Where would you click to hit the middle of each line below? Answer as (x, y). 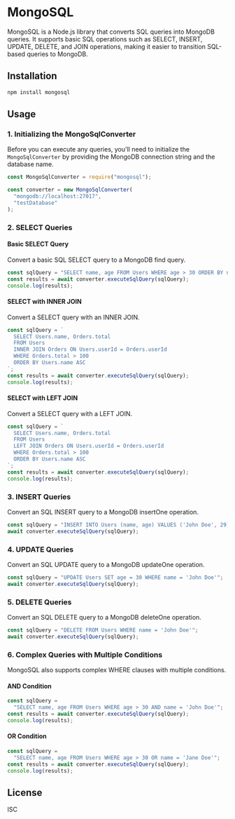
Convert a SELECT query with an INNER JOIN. (73, 317)
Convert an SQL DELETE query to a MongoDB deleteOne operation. (104, 617)
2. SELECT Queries (40, 227)
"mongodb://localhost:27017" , (57, 197)
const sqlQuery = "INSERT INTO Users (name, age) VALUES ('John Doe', (112, 525)
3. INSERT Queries (39, 497)
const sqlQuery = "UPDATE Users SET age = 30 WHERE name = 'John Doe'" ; (115, 577)
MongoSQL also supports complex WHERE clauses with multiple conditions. (117, 670)
